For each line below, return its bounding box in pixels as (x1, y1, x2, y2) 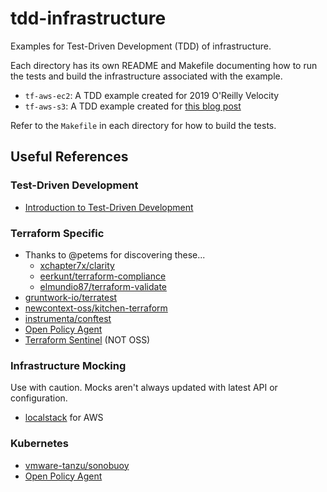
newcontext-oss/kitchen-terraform (24, 302, 168, 314)
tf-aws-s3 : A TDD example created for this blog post (24, 100, 242, 112)
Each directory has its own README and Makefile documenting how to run (10, 59, 318, 71)
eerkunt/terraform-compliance (39, 270, 167, 282)
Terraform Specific (10, 226, 105, 240)
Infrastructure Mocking (10, 358, 127, 372)
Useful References (10, 148, 129, 166)
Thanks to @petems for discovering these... (24, 248, 206, 261)
